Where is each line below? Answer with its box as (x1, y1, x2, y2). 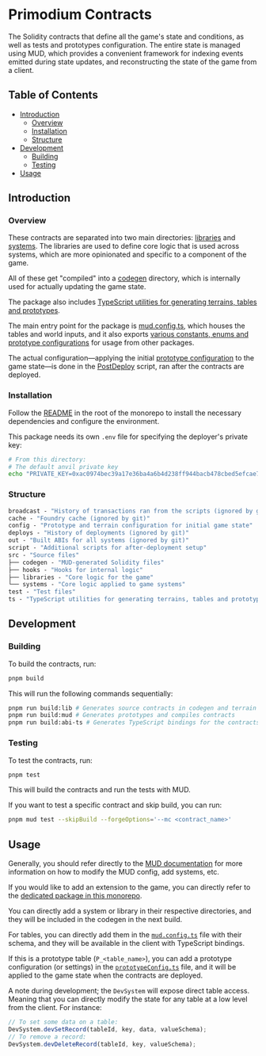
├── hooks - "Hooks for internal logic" (8, 566, 144, 574)
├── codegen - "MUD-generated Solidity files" (8, 558, 165, 566)
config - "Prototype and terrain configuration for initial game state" (8, 521, 253, 530)
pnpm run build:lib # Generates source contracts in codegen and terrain (8, 703, 257, 712)
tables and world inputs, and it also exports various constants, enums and (8, 330, 249, 339)
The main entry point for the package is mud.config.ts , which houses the (8, 321, 245, 330)
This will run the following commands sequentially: (8, 688, 173, 698)
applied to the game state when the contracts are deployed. (8, 970, 203, 980)
